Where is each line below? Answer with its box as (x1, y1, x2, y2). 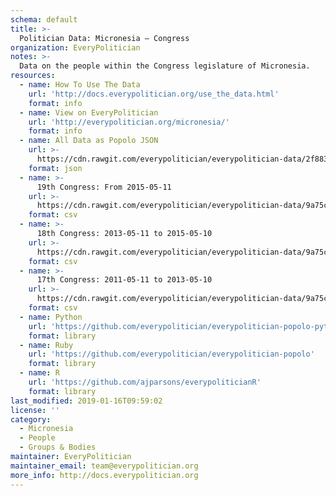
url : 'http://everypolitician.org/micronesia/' (28, 117, 230, 127)
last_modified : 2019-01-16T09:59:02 (10, 396, 163, 406)
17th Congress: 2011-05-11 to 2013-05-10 (36, 275, 213, 285)
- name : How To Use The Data (19, 80, 141, 90)
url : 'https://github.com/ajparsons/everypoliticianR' (28, 377, 262, 387)
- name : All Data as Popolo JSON (19, 136, 159, 146)
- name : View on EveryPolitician (19, 107, 159, 118)
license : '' (10, 405, 60, 415)
